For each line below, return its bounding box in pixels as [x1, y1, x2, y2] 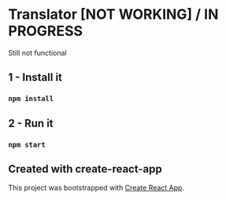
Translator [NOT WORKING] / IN [8, 5, 219, 24]
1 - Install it [8, 71, 63, 84]
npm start [8, 140, 46, 149]
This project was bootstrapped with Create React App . [8, 183, 185, 193]
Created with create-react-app [8, 162, 163, 176]
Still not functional [8, 48, 67, 57]
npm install [8, 94, 54, 104]
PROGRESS [8, 22, 83, 40]
